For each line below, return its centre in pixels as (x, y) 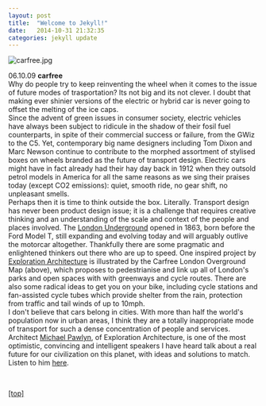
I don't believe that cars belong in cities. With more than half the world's (126, 312)
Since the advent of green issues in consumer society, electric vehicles (125, 118)
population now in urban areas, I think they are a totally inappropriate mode (131, 321)
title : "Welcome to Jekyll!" (58, 23)
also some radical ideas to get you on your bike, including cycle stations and (133, 287)
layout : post (30, 15)
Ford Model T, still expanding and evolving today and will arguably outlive (128, 236)
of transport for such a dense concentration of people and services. (120, 329)
